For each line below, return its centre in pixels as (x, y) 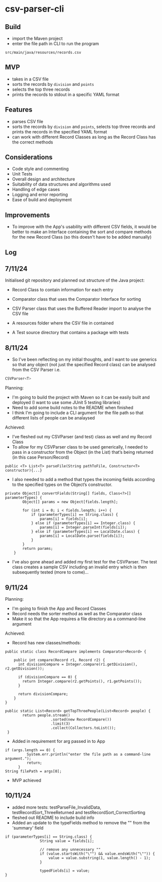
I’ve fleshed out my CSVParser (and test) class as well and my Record (82, 437)
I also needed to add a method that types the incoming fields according (83, 480)
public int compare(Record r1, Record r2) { (59, 660)
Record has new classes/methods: (47, 642)
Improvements (27, 215)
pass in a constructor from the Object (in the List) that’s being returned (83, 452)
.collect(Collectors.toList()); (83, 728)
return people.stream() (46, 715)
